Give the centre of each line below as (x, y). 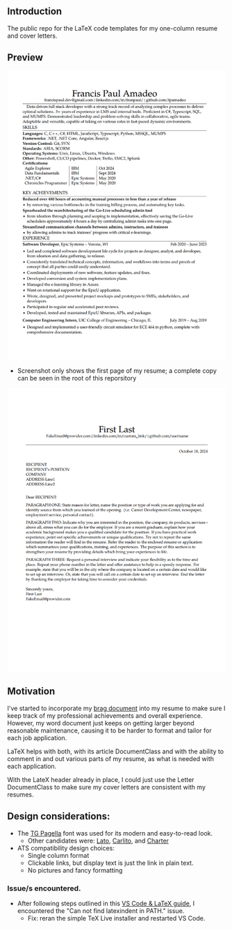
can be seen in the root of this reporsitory (77, 378)
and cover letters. (32, 36)
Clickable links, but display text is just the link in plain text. (110, 863)
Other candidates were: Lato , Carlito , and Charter (98, 840)
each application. (32, 766)
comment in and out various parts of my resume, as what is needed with (110, 758)
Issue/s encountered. (44, 888)
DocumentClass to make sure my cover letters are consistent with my (107, 787)
